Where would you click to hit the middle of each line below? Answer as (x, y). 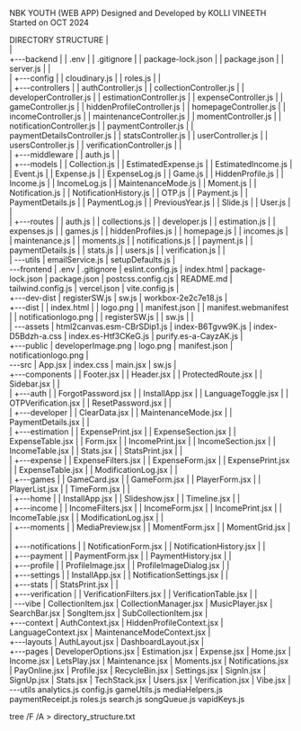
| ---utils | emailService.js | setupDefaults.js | (93, 259)
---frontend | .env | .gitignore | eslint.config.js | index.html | (119, 269)
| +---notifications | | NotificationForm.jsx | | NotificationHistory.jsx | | (137, 546)
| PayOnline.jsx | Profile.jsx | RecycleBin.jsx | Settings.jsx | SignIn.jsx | (138, 670)
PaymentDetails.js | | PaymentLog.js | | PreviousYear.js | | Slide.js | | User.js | (150, 202)
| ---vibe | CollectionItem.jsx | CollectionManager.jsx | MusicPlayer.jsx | (141, 603)
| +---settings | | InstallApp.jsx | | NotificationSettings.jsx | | (119, 575)
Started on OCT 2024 (49, 22)
